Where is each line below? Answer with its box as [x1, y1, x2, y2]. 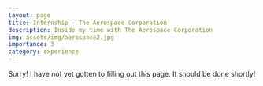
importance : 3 [8, 41, 55, 48]
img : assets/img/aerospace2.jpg [8, 33, 114, 41]
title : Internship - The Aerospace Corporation [8, 19, 168, 27]
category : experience [8, 48, 80, 56]
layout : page [8, 11, 51, 20]
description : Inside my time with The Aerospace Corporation [8, 26, 213, 34]
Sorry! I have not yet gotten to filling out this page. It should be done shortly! [8, 70, 256, 78]
